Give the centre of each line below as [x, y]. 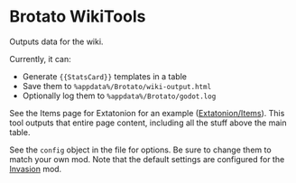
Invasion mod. [36, 169]
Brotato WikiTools [78, 17]
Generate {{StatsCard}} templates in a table [105, 76]
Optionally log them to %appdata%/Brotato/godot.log [119, 96]
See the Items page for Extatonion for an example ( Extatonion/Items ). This [147, 113]
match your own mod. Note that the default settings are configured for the [147, 159]
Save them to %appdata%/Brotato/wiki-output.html [117, 86]
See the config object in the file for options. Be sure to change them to [141, 150]
